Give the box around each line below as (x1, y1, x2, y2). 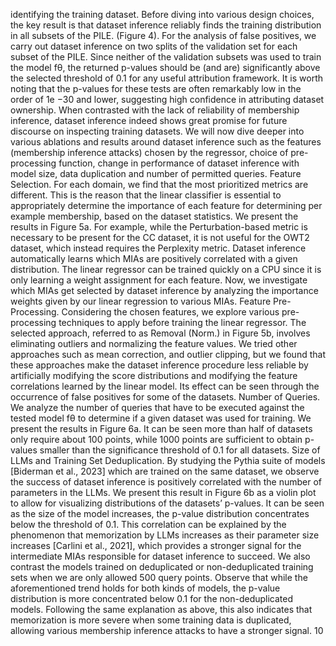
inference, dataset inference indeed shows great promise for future (10, 115, 288, 126)
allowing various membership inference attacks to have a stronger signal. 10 (10, 625, 324, 636)
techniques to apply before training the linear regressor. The (58, 317, 307, 328)
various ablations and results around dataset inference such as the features (10, 136, 322, 148)
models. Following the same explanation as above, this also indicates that (10, 604, 313, 615)
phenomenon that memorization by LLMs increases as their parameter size (10, 529, 320, 541)
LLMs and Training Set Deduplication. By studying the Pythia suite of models (10, 455, 326, 466)
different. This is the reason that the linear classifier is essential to (10, 189, 282, 201)
